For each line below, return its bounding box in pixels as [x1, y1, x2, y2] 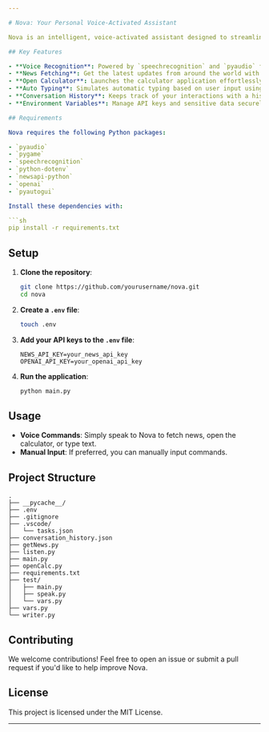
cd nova [19, 290, 46, 298]
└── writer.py [8, 611, 56, 620]
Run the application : [19, 371, 89, 381]
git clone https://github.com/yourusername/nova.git [19, 283, 200, 291]
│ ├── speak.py [8, 590, 66, 598]
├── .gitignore [8, 513, 59, 521]
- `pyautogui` [8, 188, 56, 196]
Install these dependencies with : [8, 202, 124, 210]
